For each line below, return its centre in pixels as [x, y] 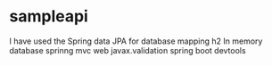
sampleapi [49, 16]
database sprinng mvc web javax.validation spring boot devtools [128, 50]
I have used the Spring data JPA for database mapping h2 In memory [136, 41]
